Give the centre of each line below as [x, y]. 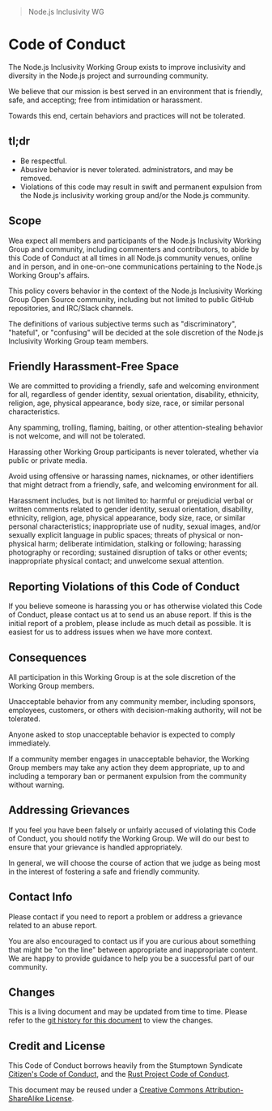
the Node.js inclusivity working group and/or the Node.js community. [135, 195]
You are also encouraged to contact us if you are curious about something [132, 940]
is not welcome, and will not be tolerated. [77, 436]
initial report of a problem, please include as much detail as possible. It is [130, 624]
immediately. [30, 743]
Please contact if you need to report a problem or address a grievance [125, 916]
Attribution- [225, 1090]
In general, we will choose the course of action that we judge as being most [134, 862]
